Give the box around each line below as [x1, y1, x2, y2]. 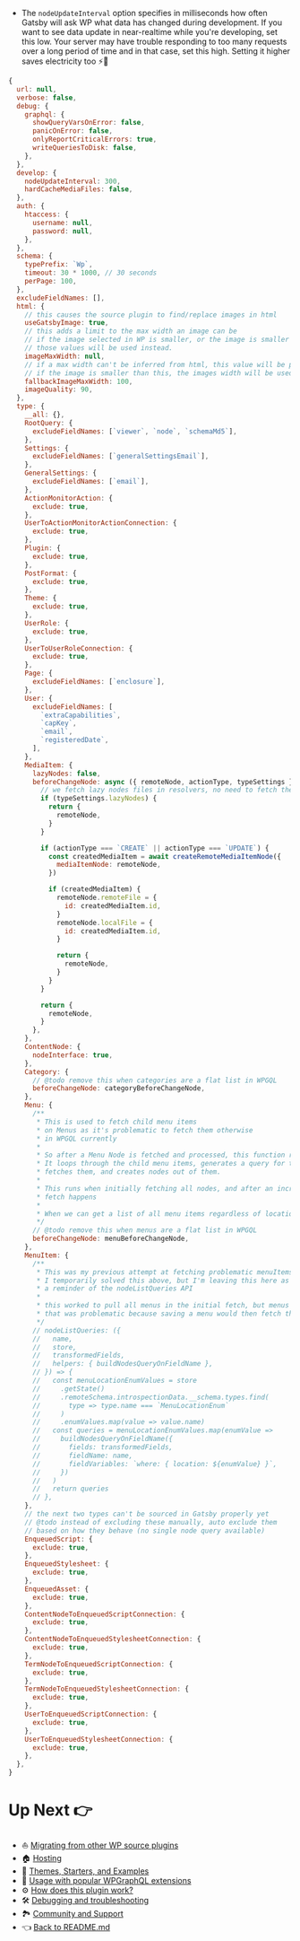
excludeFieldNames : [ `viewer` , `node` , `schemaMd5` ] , [31, 426, 238, 436]
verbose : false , [16, 93, 77, 102]
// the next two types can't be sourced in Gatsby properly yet [24, 1509, 270, 1518]
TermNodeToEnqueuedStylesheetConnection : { [24, 1684, 190, 1694]
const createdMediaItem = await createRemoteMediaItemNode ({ [47, 852, 281, 861]
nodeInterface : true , [31, 1050, 114, 1060]
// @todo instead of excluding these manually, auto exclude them [24, 1517, 278, 1526]
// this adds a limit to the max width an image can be [24, 327, 238, 336]
